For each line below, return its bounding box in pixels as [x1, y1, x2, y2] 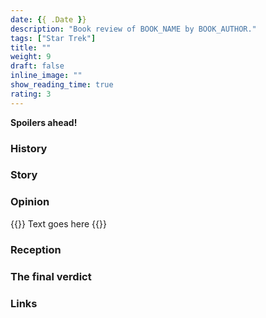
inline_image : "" [10, 71, 83, 81]
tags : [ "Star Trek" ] [10, 33, 97, 43]
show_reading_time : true [10, 80, 114, 90]
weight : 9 [10, 52, 52, 62]
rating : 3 [10, 89, 52, 99]
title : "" [10, 42, 52, 53]
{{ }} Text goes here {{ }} [10, 217, 107, 230]
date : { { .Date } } [10, 14, 87, 25]
